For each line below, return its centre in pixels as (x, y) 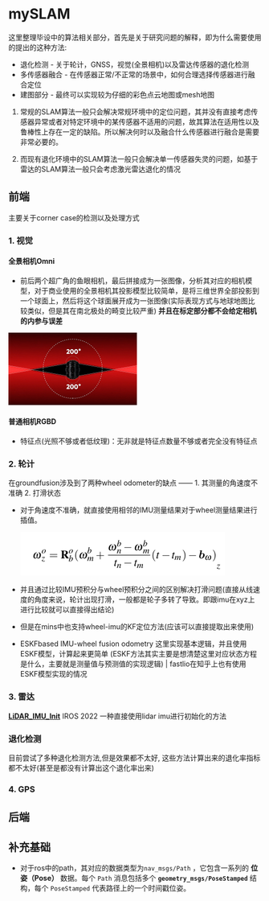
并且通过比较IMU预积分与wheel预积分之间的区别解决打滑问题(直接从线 (137, 590)
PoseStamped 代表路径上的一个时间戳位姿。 (120, 888)
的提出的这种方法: (38, 47)
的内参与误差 (41, 321)
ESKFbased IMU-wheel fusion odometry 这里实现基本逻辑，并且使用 (133, 644)
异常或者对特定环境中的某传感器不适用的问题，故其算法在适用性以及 (147, 121)
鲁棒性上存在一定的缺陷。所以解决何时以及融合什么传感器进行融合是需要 (139, 132)
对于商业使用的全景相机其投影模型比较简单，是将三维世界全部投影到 (147, 290)
